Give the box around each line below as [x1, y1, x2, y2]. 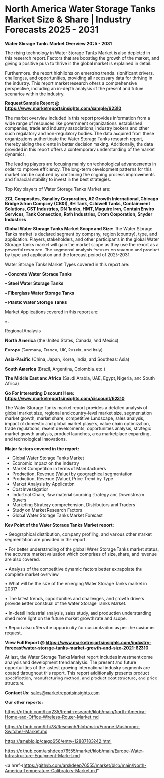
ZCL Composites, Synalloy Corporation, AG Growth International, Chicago [5, 195, 158, 201]
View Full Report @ [5, 639, 45, 645]
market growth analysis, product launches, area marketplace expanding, [5, 430, 151, 437]
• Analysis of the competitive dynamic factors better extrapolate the [5, 566, 142, 572]
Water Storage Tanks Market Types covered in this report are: [5, 261, 130, 267]
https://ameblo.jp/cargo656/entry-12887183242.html [5, 738, 112, 744]
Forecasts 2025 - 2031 [5, 25, 99, 35]
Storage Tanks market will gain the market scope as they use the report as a [5, 241, 159, 247]
